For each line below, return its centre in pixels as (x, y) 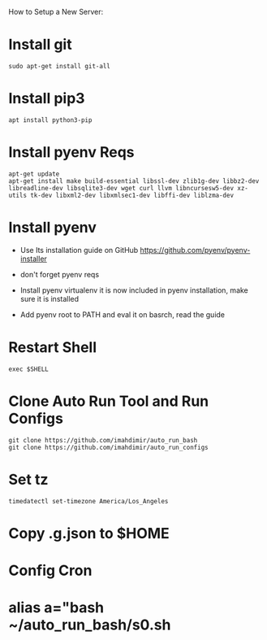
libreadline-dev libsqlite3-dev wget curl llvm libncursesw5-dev (121, 188)
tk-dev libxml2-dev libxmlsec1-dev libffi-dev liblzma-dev (131, 195)
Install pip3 (47, 99)
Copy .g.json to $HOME (89, 533)
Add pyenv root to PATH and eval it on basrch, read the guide (123, 314)
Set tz (28, 479)
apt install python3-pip (50, 120)
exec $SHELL (28, 369)
